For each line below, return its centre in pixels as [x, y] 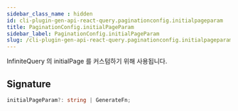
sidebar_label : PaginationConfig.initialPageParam [83, 34]
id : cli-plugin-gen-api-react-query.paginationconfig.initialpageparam [115, 21]
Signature [29, 84]
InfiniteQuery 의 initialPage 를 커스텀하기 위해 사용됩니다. [87, 62]
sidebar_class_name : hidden [50, 14]
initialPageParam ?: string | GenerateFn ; [69, 100]
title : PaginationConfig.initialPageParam [70, 27]
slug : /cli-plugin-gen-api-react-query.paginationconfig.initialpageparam [120, 40]
